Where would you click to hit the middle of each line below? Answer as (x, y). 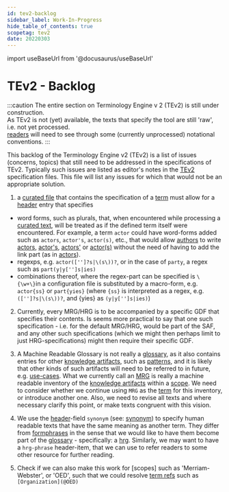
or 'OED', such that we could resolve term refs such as (122, 476)
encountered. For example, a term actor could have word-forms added (117, 233)
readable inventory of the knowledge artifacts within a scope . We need (117, 383)
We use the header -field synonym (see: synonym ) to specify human (110, 419)
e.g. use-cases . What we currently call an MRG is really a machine (110, 376)
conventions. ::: (29, 142)
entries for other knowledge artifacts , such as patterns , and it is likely (114, 362)
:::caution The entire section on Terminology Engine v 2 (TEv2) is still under (113, 105)
